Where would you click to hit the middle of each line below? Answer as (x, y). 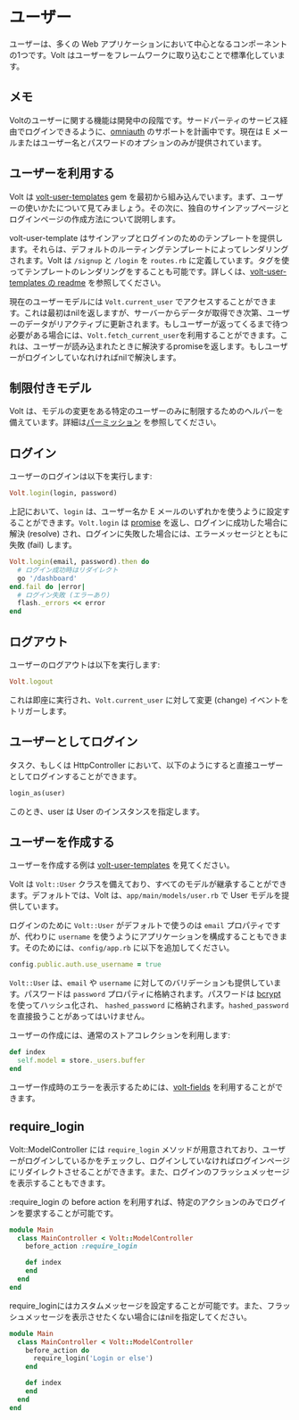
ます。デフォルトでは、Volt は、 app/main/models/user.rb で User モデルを (145, 895)
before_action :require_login (82, 1246)
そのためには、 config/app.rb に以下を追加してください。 (129, 948)
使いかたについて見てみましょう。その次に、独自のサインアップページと (157, 208)
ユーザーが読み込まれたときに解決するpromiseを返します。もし (149, 346)
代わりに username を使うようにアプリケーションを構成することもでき (152, 936)
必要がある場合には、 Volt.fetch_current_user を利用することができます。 (145, 335)
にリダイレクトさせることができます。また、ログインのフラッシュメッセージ (149, 1171)
